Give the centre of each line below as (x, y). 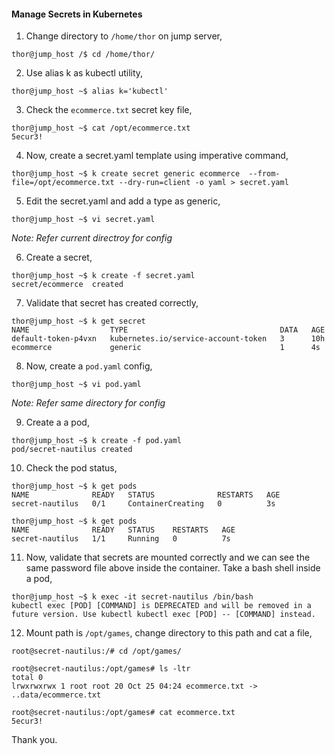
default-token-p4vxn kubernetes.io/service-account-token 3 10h (168, 339)
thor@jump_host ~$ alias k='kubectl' (90, 91)
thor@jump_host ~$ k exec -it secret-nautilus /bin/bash (132, 597)
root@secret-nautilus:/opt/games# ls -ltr (101, 669)
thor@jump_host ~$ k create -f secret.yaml (103, 276)
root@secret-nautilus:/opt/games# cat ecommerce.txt (123, 713)
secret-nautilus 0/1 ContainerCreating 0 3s (143, 504)
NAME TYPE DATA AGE (168, 330)
